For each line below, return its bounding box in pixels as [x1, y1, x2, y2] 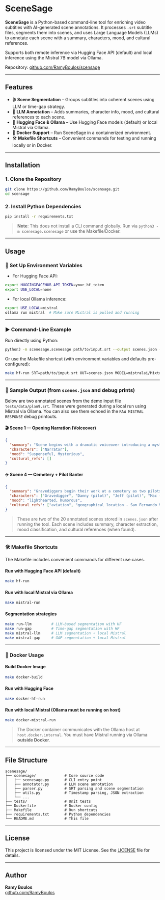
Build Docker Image [5, 664, 46, 670]
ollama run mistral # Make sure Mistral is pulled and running [5, 310, 139, 315]
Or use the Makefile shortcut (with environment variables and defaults [5, 355, 147, 361]
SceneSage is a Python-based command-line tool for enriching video [5, 19, 146, 25]
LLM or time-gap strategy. [12, 104, 65, 109]
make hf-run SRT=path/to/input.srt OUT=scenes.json [5, 370, 113, 376]
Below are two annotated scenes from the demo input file [5, 398, 121, 404]
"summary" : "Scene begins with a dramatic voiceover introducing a [9, 442, 151, 447]
